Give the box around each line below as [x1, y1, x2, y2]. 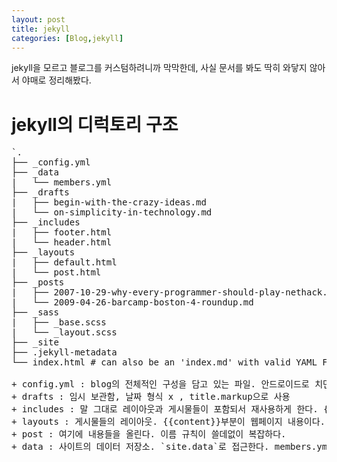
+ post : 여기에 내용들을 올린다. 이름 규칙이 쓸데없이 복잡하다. [11, 429, 287, 440]
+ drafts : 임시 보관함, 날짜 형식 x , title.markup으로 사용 [11, 391, 291, 403]
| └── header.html [11, 237, 113, 248]
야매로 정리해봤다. [21, 74, 92, 86]
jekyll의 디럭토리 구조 [11, 113, 179, 136]
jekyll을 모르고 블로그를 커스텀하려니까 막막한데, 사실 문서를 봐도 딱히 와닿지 [11, 62, 308, 74]
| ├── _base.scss [11, 317, 107, 328]
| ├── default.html [11, 257, 118, 268]
